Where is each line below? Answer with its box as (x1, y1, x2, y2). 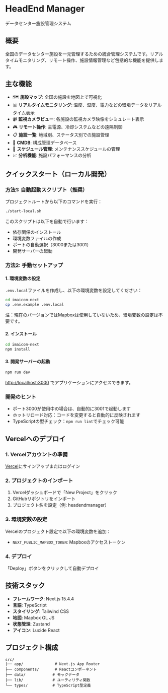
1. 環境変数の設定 (5, 275, 41, 281)
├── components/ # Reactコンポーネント (5, 667, 97, 672)
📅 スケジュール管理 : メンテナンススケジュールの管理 (12, 146, 120, 152)
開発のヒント (5, 393, 37, 400)
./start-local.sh (5, 209, 42, 214)
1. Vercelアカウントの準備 (5, 451, 68, 458)
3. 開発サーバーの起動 (5, 358, 50, 364)
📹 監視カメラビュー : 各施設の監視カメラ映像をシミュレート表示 (12, 116, 144, 122)
